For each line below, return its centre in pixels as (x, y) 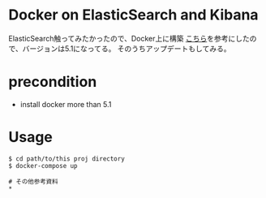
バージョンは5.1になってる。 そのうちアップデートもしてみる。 (127, 48)
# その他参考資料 (33, 181)
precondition (53, 82)
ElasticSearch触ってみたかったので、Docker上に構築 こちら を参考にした (129, 38)
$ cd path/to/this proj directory (67, 159)
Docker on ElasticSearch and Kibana (133, 15)
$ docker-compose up (43, 166)
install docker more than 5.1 (66, 104)
